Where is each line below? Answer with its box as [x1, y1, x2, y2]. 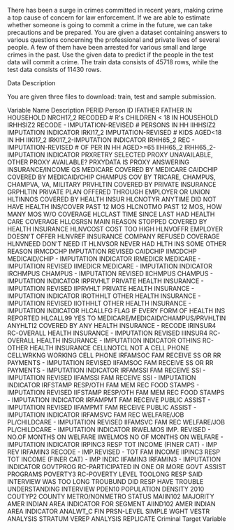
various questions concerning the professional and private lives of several [7, 36, 220, 44]
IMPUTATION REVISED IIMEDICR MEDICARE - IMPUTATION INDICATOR [7, 262, 213, 270]
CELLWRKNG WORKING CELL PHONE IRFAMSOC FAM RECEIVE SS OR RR [7, 351, 221, 359]
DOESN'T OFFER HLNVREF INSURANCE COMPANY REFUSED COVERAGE [7, 232, 220, 241]
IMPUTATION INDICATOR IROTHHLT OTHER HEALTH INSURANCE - [7, 292, 201, 300]
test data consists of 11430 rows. [7, 66, 102, 73]
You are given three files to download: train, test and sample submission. [7, 92, 217, 101]
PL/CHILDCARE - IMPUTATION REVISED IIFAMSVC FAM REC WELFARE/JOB [7, 418, 226, 426]
